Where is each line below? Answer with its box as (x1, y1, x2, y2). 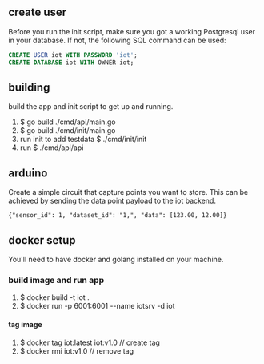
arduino (8, 166, 48, 180)
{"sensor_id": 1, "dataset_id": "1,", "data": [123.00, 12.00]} (8, 212, 227, 220)
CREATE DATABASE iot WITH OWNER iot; (8, 59, 134, 67)
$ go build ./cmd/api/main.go (19, 117, 116, 127)
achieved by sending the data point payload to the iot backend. (8, 196, 216, 206)
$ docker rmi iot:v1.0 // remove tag (19, 346, 134, 355)
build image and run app (8, 274, 105, 285)
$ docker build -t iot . (19, 293, 90, 302)
